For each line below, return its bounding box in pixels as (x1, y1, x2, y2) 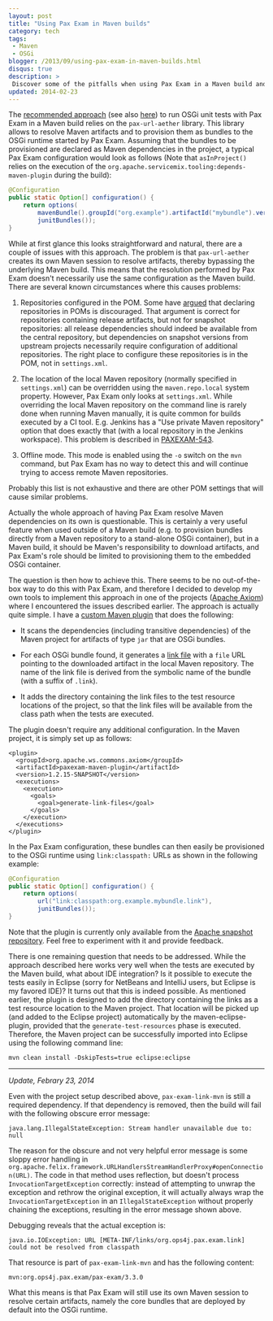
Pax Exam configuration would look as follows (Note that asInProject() (8, 153, 247, 163)
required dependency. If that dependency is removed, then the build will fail (8, 1100, 262, 1110)
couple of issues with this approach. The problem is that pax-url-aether (8, 247, 250, 257)
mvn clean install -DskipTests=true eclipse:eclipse (8, 1053, 191, 1062)
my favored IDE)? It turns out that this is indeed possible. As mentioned (8, 986, 246, 996)
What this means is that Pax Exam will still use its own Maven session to (8, 1287, 249, 1297)
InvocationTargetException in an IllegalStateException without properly (8, 1196, 253, 1205)
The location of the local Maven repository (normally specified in (19, 373, 237, 383)
